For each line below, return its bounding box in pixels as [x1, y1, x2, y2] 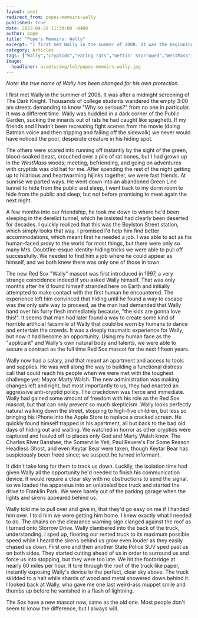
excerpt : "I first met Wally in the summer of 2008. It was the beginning [6, 42, 194, 48]
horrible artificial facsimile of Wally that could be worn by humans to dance [6, 321, 189, 328]
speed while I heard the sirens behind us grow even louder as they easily [6, 537, 183, 544]
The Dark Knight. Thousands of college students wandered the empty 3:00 [6, 98, 189, 105]
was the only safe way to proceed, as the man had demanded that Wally [6, 302, 181, 309]
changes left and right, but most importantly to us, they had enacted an [6, 382, 179, 389]
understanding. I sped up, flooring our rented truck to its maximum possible [6, 530, 190, 538]
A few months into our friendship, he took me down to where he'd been [6, 208, 180, 216]
